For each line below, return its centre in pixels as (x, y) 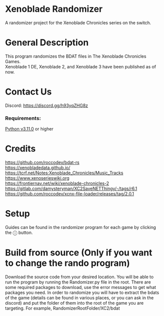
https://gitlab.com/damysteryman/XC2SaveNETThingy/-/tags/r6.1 (71, 189)
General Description (47, 43)
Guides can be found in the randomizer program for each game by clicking (81, 227)
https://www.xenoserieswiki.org (37, 178)
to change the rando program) (68, 263)
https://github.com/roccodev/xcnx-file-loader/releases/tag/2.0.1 (69, 194)
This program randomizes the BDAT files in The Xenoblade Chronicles (76, 56)
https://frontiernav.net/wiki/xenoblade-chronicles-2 (57, 184)
